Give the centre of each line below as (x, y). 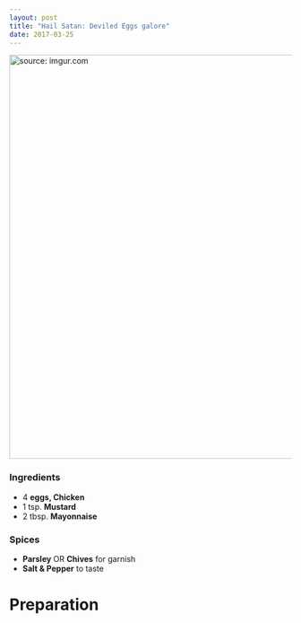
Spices (25, 540)
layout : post (34, 18)
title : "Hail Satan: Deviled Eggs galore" (90, 26)
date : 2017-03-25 (42, 34)
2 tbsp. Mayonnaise (60, 516)
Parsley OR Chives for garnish (79, 558)
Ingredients (35, 478)
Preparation (54, 605)
